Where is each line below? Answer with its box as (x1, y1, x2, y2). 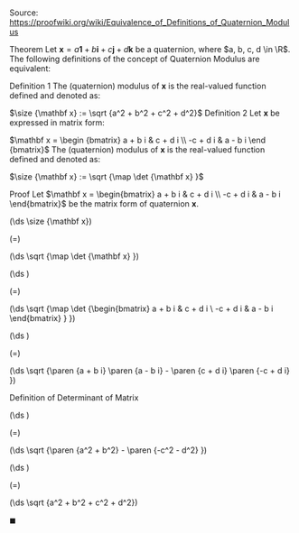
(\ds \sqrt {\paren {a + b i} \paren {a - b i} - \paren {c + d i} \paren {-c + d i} (9, 365, 291, 376)
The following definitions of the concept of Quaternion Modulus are (9, 53, 260, 65)
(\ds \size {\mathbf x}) (9, 216, 92, 227)
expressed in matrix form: (9, 117, 106, 128)
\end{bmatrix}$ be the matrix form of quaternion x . (9, 198, 199, 209)
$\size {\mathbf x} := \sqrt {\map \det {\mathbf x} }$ (9, 171, 205, 182)
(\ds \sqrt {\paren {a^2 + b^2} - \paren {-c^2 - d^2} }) (9, 445, 208, 455)
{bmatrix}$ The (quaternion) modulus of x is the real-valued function (9, 144, 266, 155)
